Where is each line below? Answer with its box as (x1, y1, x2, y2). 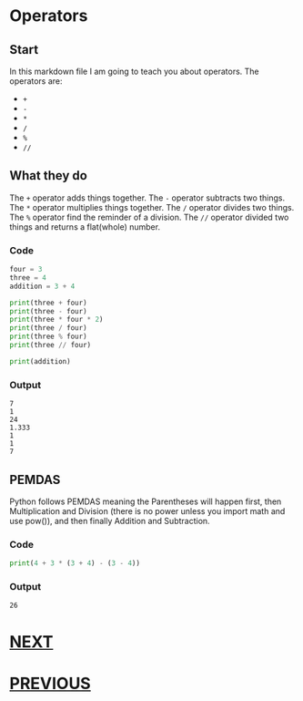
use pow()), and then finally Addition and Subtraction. (9, 515, 211, 526)
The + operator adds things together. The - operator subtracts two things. (9, 192, 285, 203)
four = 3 (9, 265, 43, 274)
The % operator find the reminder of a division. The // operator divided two (9, 211, 289, 222)
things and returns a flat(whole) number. (9, 221, 161, 232)
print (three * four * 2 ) (9, 315, 104, 325)
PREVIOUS (9, 673, 91, 694)
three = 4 (9, 273, 47, 283)
